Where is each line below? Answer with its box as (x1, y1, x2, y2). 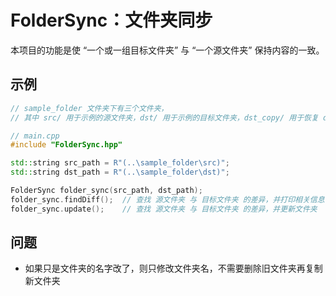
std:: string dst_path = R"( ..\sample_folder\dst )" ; (10, 167, 230, 178)
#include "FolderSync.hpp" (10, 140, 123, 150)
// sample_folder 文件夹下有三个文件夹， (10, 103, 169, 113)
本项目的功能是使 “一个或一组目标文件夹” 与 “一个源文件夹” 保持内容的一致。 (10, 44, 325, 56)
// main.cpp (10, 131, 60, 141)
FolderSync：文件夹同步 (10, 9, 213, 32)
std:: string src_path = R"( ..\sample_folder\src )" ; (10, 158, 230, 168)
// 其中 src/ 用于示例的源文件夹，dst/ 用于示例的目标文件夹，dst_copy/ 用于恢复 (10, 112, 319, 123)
